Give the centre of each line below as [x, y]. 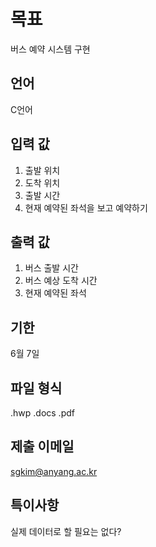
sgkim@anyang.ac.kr [54, 471]
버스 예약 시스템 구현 [50, 49]
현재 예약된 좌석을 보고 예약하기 [86, 207]
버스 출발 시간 [51, 268]
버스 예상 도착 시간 [61, 281]
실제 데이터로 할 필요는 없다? [66, 531]
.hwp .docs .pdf [42, 413]
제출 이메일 [42, 446]
